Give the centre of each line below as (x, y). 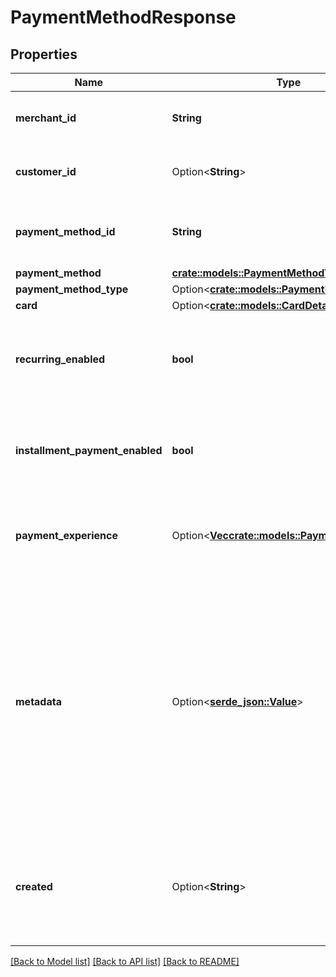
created (34, 886)
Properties (44, 54)
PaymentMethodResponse (123, 17)
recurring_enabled (60, 359)
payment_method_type (72, 289)
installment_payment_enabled (89, 450)
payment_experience (66, 535)
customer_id (46, 171)
